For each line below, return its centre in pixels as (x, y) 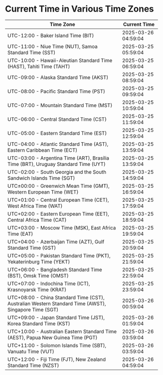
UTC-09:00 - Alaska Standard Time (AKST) (58, 77)
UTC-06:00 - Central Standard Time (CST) (57, 119)
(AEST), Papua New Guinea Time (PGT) (53, 337)
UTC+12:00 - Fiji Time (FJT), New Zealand (57, 359)
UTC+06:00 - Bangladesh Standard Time (55, 269)
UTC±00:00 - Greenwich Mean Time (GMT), (59, 186)
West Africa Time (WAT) (35, 206)
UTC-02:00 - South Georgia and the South (57, 172)
